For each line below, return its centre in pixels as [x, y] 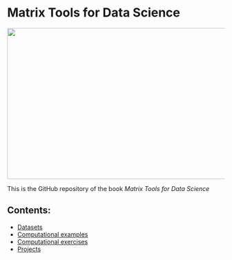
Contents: [29, 211]
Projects [29, 249]
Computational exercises [52, 241]
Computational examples [52, 234]
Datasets [30, 227]
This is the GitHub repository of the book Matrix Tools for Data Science [108, 188]
